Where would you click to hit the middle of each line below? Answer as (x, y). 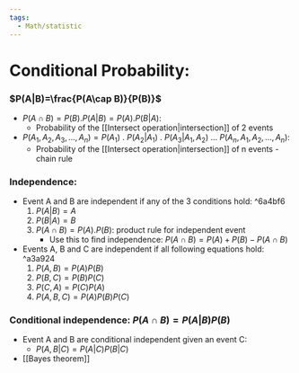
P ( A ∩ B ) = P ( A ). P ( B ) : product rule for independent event (141, 230)
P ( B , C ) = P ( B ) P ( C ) (70, 278)
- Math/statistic (50, 26)
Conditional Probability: (100, 71)
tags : (19, 18)
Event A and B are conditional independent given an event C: (135, 340)
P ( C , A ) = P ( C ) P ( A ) (70, 288)
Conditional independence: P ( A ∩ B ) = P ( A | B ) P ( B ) (120, 320)
